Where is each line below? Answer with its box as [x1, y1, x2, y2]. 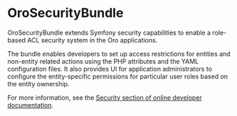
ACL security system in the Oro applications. [27, 35, 158, 44]
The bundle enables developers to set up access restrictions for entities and [7, 50, 231, 58]
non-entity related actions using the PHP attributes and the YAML [7, 57, 199, 65]
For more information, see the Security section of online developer [7, 93, 203, 102]
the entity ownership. [7, 79, 70, 88]
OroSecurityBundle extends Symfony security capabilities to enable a [7, 28, 211, 37]
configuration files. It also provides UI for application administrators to [7, 64, 212, 73]
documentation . [7, 100, 54, 109]
